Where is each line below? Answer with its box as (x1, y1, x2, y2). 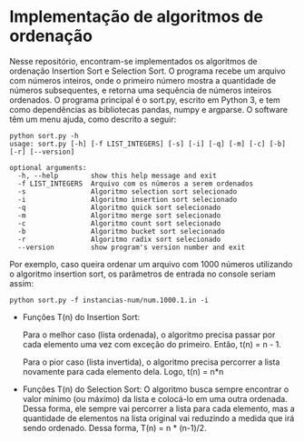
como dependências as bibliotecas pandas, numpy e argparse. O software (9, 104, 289, 115)
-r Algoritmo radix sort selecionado (17, 235, 221, 244)
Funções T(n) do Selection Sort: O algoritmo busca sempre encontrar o (22, 384, 289, 395)
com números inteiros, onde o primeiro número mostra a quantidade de (9, 75, 277, 85)
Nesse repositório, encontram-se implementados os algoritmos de (9, 55, 258, 66)
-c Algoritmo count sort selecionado (17, 218, 221, 228)
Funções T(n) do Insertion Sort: (22, 311, 141, 322)
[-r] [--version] (9, 147, 75, 156)
